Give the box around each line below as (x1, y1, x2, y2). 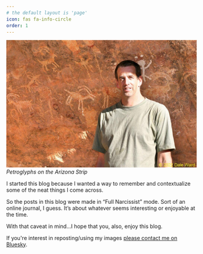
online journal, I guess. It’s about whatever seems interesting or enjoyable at (6, 204, 195, 212)
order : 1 (6, 22, 28, 28)
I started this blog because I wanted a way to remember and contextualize (6, 180, 191, 187)
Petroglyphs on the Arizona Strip (6, 168, 88, 175)
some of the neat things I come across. (6, 186, 104, 194)
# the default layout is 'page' (6, 10, 88, 16)
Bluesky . (6, 241, 28, 248)
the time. (6, 210, 28, 218)
